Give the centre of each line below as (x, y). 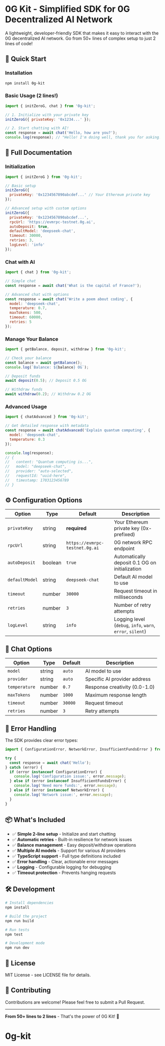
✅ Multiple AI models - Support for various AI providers (69, 850)
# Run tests (17, 930)
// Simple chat (21, 281)
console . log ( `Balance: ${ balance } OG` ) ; (47, 367)
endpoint (124, 549)
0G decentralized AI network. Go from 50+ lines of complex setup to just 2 (81, 38)
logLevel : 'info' (27, 245)
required (76, 528)
